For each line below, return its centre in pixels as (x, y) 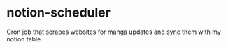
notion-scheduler (59, 13)
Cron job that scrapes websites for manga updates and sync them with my (114, 32)
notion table (24, 39)
